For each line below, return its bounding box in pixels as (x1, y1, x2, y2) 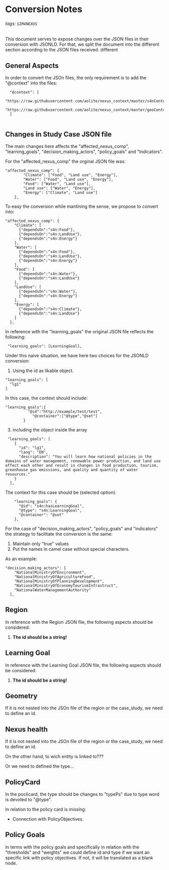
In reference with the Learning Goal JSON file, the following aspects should (5, 662, 161, 668)
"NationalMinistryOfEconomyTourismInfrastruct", (14, 583, 118, 589)
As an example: (5, 556, 37, 562)
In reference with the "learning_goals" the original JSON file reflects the (5, 329, 154, 335)
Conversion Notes (5, 4, 82, 15)
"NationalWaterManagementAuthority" (14, 588, 92, 593)
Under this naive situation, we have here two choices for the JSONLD (5, 352, 149, 358)
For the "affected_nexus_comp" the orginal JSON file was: (5, 159, 126, 165)
